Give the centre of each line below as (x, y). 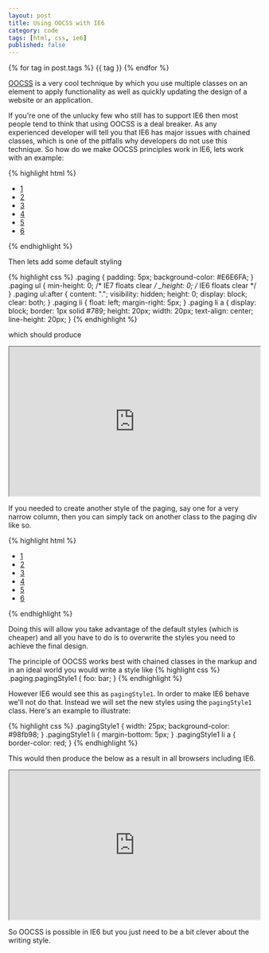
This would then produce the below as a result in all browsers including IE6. (132, 759)
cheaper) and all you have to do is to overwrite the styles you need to (122, 638)
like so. (20, 525)
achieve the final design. (49, 646)
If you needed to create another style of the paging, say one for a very (123, 508)
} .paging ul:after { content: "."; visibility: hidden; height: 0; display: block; (128, 294)
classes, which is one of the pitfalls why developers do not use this (118, 141)
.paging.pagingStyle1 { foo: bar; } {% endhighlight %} (96, 679)
